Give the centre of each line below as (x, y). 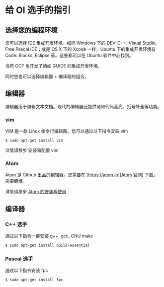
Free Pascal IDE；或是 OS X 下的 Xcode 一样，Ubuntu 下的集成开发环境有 (81, 49)
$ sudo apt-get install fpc (34, 280)
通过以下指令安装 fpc (27, 271)
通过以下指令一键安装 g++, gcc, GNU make (49, 236)
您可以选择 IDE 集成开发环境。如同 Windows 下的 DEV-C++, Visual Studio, (81, 43)
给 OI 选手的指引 (38, 10)
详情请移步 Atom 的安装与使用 (36, 192)
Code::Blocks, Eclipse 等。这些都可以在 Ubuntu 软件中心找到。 (69, 55)
